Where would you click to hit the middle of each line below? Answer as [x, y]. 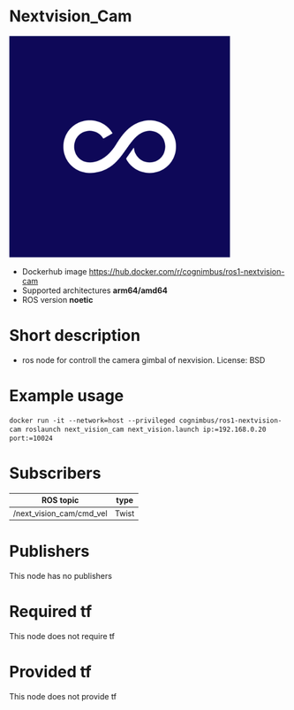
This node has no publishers [61, 575]
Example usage [67, 396]
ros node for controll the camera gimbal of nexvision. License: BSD [143, 359]
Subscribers [55, 473]
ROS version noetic [57, 299]
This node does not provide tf [63, 696]
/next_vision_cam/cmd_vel [60, 513]
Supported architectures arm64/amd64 [94, 290]
